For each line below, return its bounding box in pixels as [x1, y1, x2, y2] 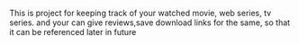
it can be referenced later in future [9, 27, 137, 37]
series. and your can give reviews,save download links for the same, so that [9, 17, 291, 28]
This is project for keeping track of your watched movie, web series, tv [9, 8, 272, 18]
